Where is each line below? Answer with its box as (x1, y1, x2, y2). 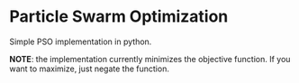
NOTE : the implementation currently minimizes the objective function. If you (9, 53, 291, 64)
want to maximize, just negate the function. (9, 63, 169, 74)
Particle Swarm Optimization (9, 6, 229, 27)
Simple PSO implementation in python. (9, 36, 152, 47)
